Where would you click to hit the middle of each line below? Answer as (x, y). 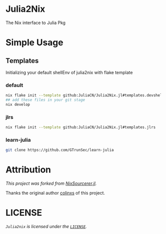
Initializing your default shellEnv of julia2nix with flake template (69, 72)
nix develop (18, 104)
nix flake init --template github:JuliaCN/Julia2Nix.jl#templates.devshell (85, 95)
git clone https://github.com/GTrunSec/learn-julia (60, 150)
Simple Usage (34, 43)
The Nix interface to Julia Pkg (36, 23)
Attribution (28, 170)
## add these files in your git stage (45, 100)
